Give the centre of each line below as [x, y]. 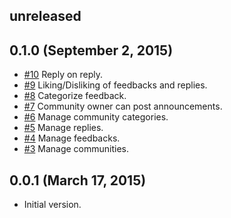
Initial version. [52, 205]
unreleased [45, 16]
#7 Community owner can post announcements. [123, 106]
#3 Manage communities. [76, 149]
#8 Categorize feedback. [75, 96]
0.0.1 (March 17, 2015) [78, 180]
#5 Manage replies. [63, 128]
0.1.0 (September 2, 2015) [91, 50]
